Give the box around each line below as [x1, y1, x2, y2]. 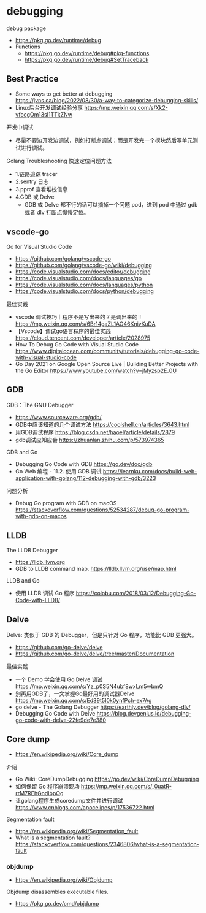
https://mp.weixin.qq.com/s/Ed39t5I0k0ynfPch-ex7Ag [15, 697, 152, 704]
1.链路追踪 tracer [15, 170, 58, 177]
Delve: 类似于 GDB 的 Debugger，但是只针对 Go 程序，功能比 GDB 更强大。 [6, 632, 197, 638]
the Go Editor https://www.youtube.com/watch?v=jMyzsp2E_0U [15, 367, 177, 374]
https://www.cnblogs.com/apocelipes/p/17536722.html [15, 803, 155, 811]
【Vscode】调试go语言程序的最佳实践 [15, 327, 112, 335]
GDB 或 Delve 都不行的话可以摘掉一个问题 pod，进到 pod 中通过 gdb [24, 201, 198, 208]
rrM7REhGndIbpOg [15, 789, 64, 796]
